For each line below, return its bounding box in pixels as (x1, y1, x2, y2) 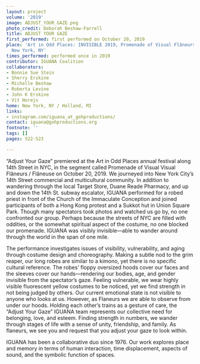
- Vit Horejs (6, 97, 39, 103)
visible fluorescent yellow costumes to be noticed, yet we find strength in (6, 283, 186, 290)
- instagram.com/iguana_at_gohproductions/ (6, 114, 116, 120)
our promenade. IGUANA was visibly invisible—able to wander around (6, 227, 178, 234)
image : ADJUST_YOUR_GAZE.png (6, 20, 79, 26)
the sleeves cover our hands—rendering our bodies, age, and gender (6, 270, 176, 277)
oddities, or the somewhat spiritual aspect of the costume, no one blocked (6, 221, 189, 228)
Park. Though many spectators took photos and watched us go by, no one (6, 208, 188, 215)
